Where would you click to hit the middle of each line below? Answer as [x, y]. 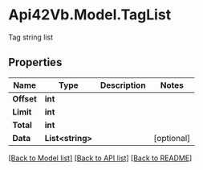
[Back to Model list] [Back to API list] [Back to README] [100, 158]
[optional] [172, 138]
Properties [35, 62]
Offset [25, 98]
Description [123, 85]
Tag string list [31, 37]
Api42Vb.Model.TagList [90, 15]
